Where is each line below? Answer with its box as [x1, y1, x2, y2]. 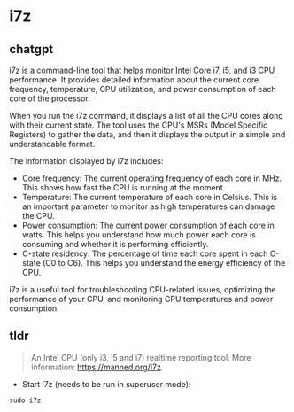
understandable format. [9, 139, 96, 149]
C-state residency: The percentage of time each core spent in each [21, 248, 268, 259]
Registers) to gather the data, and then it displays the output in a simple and [9, 129, 286, 139]
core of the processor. [9, 93, 90, 104]
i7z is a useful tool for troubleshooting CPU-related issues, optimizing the [9, 284, 276, 294]
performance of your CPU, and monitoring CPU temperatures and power [9, 294, 274, 304]
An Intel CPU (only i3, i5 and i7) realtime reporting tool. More [30, 352, 251, 362]
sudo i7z [9, 396, 42, 405]
